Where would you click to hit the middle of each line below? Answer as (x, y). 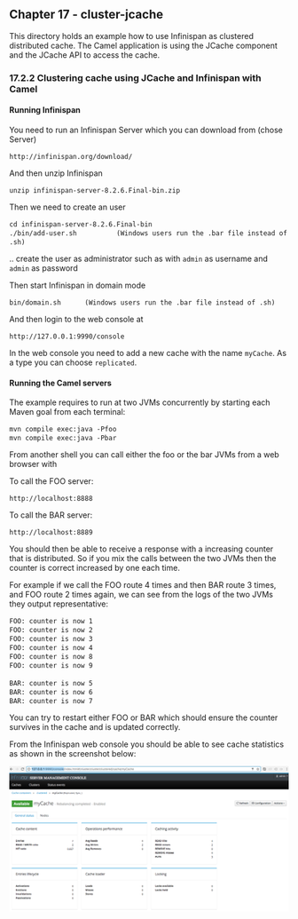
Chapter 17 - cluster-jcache (86, 15)
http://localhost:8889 (51, 533)
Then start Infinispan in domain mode (78, 285)
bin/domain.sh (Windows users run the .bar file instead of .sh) (142, 302)
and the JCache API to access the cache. (85, 55)
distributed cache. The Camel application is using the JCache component (143, 45)
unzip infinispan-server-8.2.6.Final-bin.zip (94, 190)
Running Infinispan (45, 110)
